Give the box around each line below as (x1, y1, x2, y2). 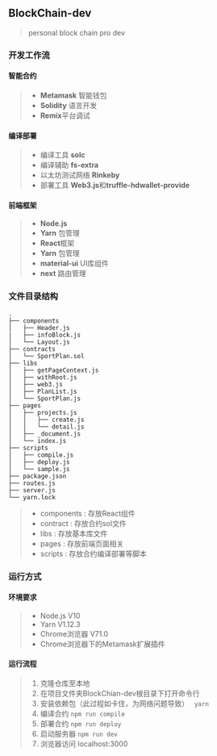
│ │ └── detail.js (8, 423, 85, 431)
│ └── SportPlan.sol (8, 352, 85, 360)
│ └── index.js (8, 436, 67, 445)
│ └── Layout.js (8, 338, 70, 346)
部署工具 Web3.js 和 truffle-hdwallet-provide (40, 181, 190, 190)
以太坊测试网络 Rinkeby (40, 170, 120, 180)
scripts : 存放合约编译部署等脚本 (40, 549, 148, 558)
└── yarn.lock (8, 493, 56, 501)
